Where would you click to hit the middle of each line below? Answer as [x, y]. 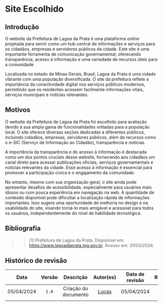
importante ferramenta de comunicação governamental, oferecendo [73, 54]
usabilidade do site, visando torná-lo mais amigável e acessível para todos [79, 208]
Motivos [18, 110]
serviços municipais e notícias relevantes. [47, 95]
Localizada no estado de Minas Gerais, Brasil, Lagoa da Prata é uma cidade [81, 74]
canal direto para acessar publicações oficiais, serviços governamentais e [79, 162]
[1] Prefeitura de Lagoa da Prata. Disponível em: [77, 240]
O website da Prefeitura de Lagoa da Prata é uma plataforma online [72, 38]
